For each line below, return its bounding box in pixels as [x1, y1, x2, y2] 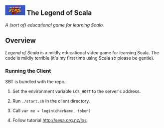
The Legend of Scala [26, 8, 92, 17]
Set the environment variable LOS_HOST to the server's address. [12, 88, 141, 94]
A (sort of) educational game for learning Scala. [5, 22, 104, 28]
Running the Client [5, 67, 51, 74]
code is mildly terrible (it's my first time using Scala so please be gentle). [5, 55, 155, 61]
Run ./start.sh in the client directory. [12, 98, 90, 104]
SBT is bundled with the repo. [5, 78, 66, 85]
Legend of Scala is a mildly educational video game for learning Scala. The [5, 49, 160, 55]
